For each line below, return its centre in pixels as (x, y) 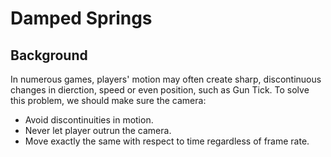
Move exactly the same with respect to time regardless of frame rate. (167, 141)
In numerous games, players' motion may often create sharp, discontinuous (166, 79)
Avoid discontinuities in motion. (89, 120)
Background (49, 55)
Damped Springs (81, 18)
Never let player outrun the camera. (98, 130)
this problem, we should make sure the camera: (108, 100)
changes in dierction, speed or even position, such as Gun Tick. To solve (160, 90)
